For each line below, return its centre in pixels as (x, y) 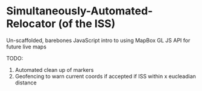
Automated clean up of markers (54, 69)
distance (26, 83)
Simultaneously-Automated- (80, 11)
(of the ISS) (87, 24)
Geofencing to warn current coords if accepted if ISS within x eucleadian (105, 76)
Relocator (31, 24)
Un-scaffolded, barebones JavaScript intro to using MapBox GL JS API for (98, 40)
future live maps (27, 47)
